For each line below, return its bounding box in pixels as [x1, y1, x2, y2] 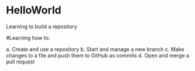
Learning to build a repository [6, 23, 77, 30]
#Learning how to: [6, 34, 50, 41]
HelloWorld [6, 4, 61, 17]
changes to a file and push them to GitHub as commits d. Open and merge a [6, 52, 189, 59]
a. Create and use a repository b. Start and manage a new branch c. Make [6, 45, 184, 53]
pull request [6, 58, 35, 65]
